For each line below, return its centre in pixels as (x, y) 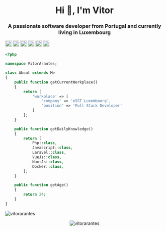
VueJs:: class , (47, 157)
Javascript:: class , (52, 148)
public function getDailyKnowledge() (54, 129)
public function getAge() (41, 185)
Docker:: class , (48, 166)
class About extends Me (30, 73)
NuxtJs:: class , (48, 162)
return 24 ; (35, 195)
